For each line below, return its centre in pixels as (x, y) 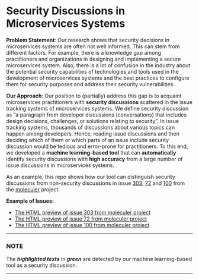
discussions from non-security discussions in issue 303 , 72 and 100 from (96, 183)
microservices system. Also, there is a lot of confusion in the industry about (98, 65)
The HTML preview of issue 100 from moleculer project (82, 225)
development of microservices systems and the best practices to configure (98, 78)
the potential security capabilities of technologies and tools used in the (92, 71)
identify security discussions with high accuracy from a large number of (94, 159)
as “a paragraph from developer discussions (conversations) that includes (97, 115)
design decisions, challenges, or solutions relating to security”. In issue (93, 121)
